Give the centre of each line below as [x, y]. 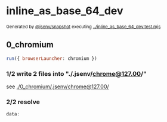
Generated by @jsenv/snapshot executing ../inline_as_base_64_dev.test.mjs [83, 27]
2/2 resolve [23, 102]
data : [13, 114]
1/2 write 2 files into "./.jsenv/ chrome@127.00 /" [77, 73]
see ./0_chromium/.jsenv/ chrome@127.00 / [58, 86]
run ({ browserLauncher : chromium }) [52, 58]
